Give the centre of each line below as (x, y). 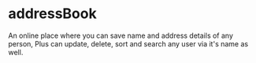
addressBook (52, 14)
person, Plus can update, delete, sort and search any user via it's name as (128, 43)
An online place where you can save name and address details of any (121, 35)
